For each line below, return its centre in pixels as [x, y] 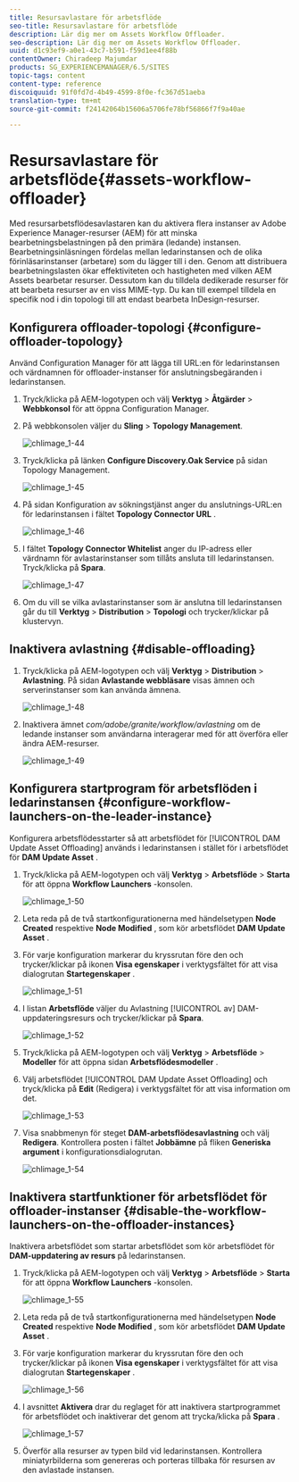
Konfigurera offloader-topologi [97, 327]
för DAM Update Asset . [54, 857]
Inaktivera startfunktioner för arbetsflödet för [138, 1197]
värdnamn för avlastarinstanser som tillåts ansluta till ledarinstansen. [148, 558]
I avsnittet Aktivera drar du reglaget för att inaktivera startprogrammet [151, 1407]
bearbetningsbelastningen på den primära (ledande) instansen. [125, 243]
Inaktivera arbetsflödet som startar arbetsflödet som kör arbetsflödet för [142, 1246]
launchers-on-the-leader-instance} [111, 816]
